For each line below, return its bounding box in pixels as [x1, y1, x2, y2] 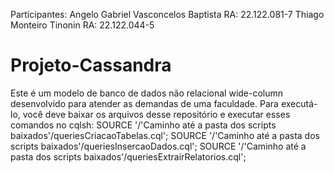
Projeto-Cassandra [10, 54, 172, 77]
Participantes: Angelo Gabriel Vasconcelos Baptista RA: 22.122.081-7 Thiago [10, 9, 325, 20]
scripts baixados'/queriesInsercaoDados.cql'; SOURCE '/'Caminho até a [10, 140, 307, 152]
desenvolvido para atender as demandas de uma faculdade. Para [10, 97, 279, 109]
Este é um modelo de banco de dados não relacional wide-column [10, 87, 284, 99]
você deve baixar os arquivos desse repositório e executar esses [22, 108, 291, 120]
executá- [280, 97, 318, 109]
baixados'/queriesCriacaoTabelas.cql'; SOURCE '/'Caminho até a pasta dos [10, 129, 320, 141]
